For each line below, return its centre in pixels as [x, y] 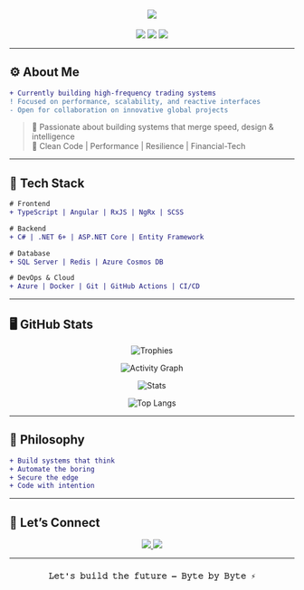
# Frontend [30, 204]
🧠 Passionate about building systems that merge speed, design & [152, 127]
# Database [30, 253]
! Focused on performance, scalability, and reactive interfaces [135, 101]
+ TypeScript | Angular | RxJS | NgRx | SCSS [96, 212]
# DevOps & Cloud [42, 278]
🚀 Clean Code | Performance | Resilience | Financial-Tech [138, 146]
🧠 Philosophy [47, 440]
